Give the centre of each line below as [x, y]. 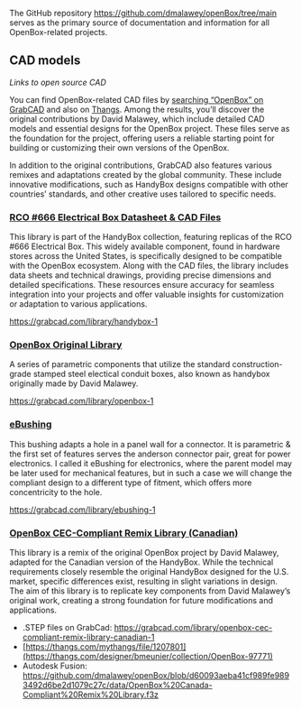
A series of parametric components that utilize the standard [120, 364]
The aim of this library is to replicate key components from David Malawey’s [150, 591]
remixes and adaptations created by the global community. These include [146, 174]
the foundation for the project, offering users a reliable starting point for [142, 138]
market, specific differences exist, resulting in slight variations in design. [143, 581]
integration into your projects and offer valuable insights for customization [146, 295]
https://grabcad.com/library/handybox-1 [84, 322]
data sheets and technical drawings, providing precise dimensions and [141, 275]
